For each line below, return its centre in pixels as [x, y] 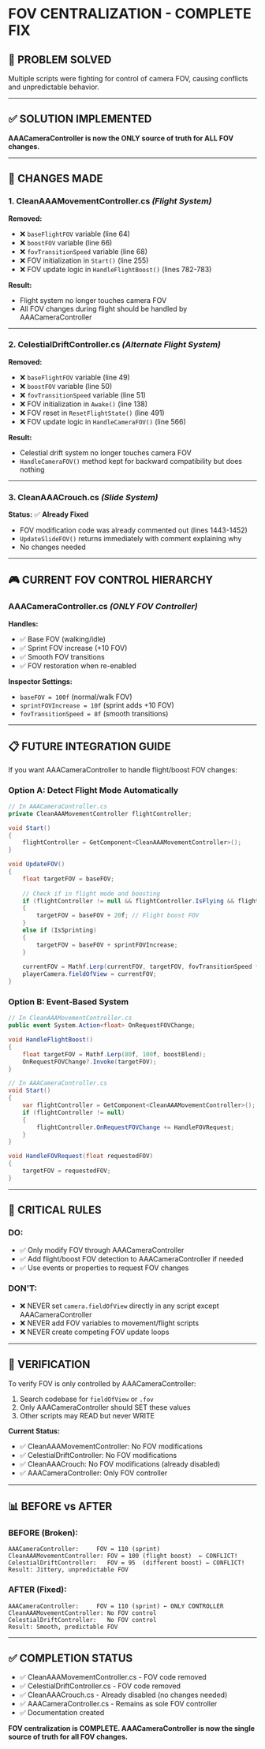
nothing [32, 469]
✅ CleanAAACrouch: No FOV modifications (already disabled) [120, 1463]
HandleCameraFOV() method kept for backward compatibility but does [131, 461]
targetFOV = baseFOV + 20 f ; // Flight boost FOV [118, 916]
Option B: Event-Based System [68, 1001]
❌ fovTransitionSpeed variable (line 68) [84, 251]
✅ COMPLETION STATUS [71, 1658]
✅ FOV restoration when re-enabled [78, 665]
